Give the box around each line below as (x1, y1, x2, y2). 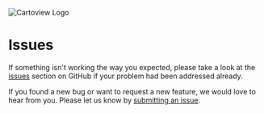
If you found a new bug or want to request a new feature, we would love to (8, 86, 257, 96)
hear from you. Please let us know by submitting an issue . (8, 95, 200, 105)
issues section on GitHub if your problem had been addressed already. (8, 71, 244, 81)
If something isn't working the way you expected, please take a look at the (8, 62, 256, 72)
